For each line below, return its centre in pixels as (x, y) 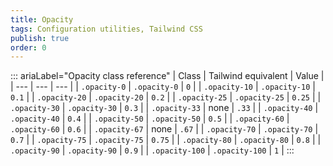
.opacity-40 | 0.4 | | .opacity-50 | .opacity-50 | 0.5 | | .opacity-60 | (150, 118)
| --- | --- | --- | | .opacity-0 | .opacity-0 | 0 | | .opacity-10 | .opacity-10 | (163, 87)
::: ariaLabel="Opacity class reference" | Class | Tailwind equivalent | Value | (167, 76)
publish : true (40, 38)
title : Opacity (42, 19)
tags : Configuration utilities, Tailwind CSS (106, 29)
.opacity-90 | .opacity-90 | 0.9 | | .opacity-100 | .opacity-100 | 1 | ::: (152, 150)
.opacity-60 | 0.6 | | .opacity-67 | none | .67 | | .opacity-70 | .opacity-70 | (164, 129)
